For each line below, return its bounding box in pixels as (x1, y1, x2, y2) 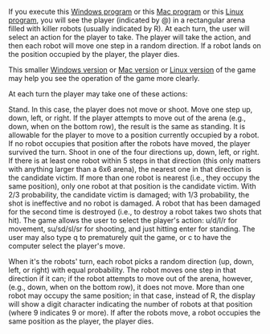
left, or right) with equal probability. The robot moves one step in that (8, 265, 236, 275)
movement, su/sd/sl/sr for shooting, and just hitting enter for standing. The (8, 224, 256, 234)
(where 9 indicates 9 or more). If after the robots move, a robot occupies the (8, 308, 261, 317)
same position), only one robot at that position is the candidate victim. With (8, 181, 257, 191)
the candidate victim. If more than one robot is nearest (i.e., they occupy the (8, 173, 260, 182)
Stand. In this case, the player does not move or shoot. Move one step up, (8, 104, 253, 114)
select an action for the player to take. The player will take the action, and (8, 32, 252, 42)
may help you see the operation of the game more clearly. (8, 74, 200, 83)
